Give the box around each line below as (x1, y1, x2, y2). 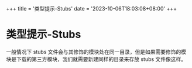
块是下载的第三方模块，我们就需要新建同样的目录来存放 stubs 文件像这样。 (6, 55, 187, 63)
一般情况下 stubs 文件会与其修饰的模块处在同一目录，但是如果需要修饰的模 (6, 48, 187, 55)
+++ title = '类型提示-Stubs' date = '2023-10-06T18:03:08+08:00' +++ (6, 5, 177, 12)
